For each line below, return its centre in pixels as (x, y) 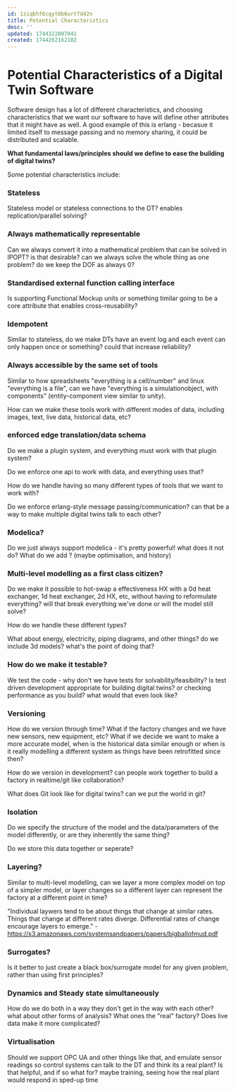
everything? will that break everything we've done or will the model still (110, 604)
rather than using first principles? (55, 974)
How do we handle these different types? (67, 625)
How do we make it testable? (57, 665)
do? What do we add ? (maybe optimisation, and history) (89, 555)
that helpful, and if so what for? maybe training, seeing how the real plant (113, 1072)
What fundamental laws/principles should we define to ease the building (116, 153)
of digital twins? (31, 161)
